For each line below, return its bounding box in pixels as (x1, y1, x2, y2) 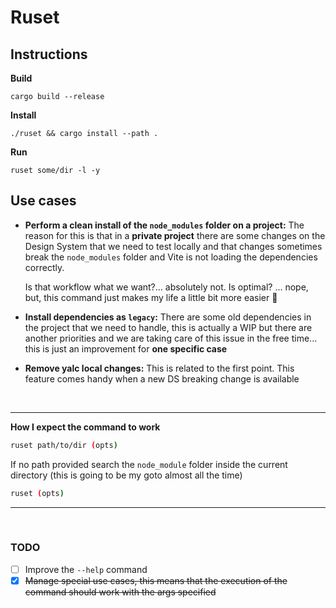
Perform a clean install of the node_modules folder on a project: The (24, 219, 305, 231)
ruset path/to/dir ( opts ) (10, 440, 118, 450)
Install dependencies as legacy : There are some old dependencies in (24, 311, 312, 323)
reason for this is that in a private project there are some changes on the (24, 229, 326, 241)
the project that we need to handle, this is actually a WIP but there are (24, 321, 313, 333)
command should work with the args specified (24, 586, 217, 598)
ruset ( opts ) (10, 488, 65, 498)
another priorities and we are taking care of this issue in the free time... (24, 332, 318, 344)
